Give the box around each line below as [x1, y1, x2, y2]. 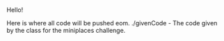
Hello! [6, 6, 24, 14]
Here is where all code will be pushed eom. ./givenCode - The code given [6, 19, 218, 27]
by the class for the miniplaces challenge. [6, 27, 126, 34]
